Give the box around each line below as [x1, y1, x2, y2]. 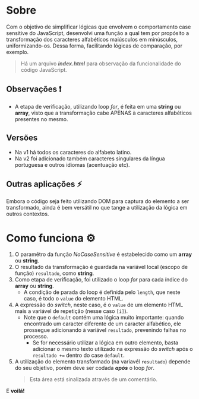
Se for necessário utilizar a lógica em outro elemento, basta [32, 339, 179, 346]
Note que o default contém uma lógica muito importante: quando [23, 314, 184, 321]
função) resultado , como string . [14, 270, 94, 277]
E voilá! [6, 387, 25, 395]
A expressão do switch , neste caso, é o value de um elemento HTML [14, 301, 184, 309]
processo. [23, 333, 49, 340]
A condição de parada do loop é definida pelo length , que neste [23, 289, 181, 296]
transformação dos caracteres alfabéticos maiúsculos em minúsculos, [6, 36, 178, 43]
